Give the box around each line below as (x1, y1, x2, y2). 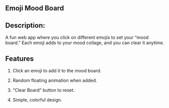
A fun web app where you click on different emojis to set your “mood (5, 35, 149, 41)
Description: (5, 21, 46, 30)
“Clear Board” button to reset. (12, 87, 75, 93)
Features (5, 54, 34, 63)
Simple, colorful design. (12, 97, 62, 103)
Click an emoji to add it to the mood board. (12, 68, 102, 74)
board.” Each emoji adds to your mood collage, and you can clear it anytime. (5, 40, 164, 46)
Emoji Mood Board (5, 4, 64, 13)
